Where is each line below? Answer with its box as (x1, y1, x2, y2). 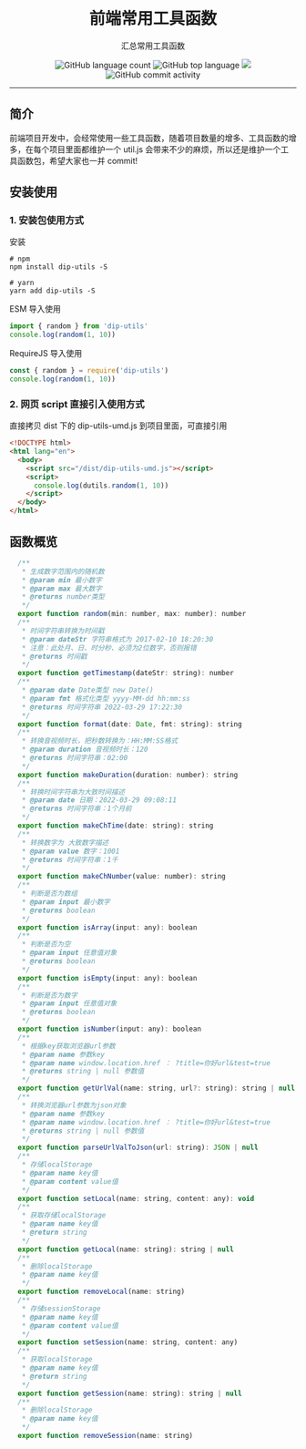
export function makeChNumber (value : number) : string (17, 872, 226, 881)
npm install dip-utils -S (9, 262, 107, 272)
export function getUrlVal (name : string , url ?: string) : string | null (17, 1084, 296, 1094)
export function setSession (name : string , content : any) (17, 1338, 239, 1347)
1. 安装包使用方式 (9, 214, 85, 227)
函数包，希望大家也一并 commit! (16, 155, 138, 166)
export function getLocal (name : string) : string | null (17, 1245, 234, 1254)
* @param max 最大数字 (21, 584, 103, 593)
